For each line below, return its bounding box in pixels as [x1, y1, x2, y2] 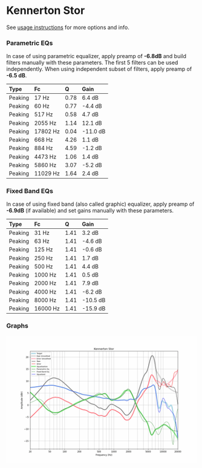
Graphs [6, 321, 28, 330]
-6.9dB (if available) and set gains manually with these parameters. [6, 207, 174, 214]
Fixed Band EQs [6, 186, 53, 195]
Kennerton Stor [6, 4, 85, 18]
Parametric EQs [6, 39, 53, 47]
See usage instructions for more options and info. [6, 24, 130, 31]
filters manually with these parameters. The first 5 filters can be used [6, 59, 178, 67]
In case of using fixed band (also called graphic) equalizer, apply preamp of [6, 200, 195, 208]
